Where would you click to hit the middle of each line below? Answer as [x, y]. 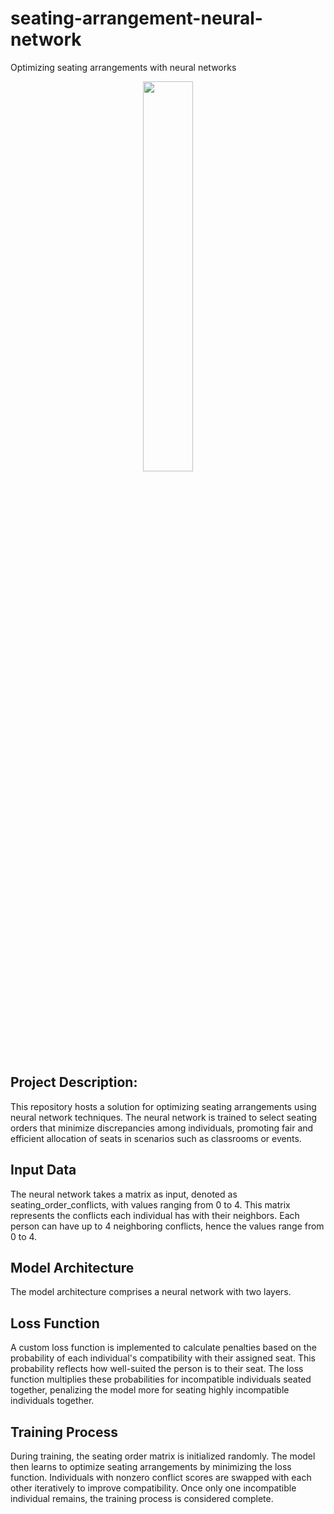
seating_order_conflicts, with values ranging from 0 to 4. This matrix [150, 1204]
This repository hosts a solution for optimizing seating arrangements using [163, 1106]
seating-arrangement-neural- [136, 18]
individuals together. [52, 1401]
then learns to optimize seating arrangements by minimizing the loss [151, 1466]
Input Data [43, 1170]
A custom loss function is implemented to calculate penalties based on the [163, 1348]
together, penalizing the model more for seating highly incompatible [150, 1390]
